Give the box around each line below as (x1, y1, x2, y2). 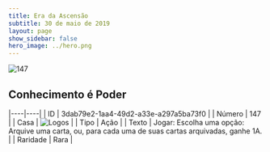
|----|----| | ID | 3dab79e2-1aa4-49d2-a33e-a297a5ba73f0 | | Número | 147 (8, 108, 261, 118)
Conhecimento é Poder (8, 87, 127, 101)
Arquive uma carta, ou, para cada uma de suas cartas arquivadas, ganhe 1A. (8, 126, 263, 136)
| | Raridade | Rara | (8, 134, 74, 144)
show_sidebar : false (8, 34, 78, 43)
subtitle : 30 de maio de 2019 (8, 19, 111, 27)
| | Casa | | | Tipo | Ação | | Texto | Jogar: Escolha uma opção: (8, 117, 245, 127)
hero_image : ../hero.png (8, 42, 92, 50)
